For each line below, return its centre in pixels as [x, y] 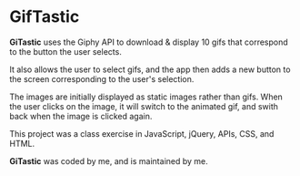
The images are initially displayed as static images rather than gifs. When [146, 97]
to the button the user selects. [66, 51]
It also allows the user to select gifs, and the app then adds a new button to [150, 69]
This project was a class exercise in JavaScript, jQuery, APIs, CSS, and [142, 133]
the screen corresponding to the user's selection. [102, 78]
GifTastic [45, 17]
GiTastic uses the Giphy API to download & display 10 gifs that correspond [149, 42]
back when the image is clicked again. [81, 116]
